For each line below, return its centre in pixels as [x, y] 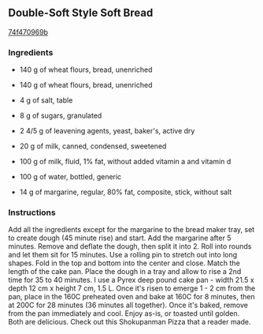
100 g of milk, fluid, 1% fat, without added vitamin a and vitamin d [125, 162]
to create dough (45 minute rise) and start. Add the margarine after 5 [120, 238]
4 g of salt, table [46, 100]
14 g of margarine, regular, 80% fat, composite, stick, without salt [126, 192]
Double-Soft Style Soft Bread [81, 13]
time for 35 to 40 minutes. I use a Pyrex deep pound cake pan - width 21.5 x [131, 280]
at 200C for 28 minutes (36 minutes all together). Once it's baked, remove [128, 305]
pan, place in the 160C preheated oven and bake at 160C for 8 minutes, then [131, 297]
